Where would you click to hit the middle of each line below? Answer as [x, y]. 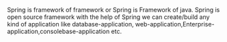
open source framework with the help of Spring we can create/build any [108, 17]
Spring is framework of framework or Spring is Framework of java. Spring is [113, 10]
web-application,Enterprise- [175, 24]
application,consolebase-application [58, 31]
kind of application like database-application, [70, 24]
